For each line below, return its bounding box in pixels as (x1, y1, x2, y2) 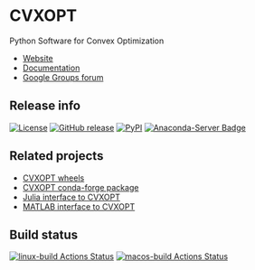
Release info (9, 98, 81, 114)
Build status (9, 227, 79, 242)
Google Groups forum (22, 71, 104, 82)
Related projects (9, 148, 104, 163)
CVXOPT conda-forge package (22, 182, 139, 192)
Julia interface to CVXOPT (22, 191, 120, 202)
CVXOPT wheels (22, 172, 85, 183)
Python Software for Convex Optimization (9, 35, 165, 46)
